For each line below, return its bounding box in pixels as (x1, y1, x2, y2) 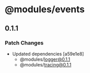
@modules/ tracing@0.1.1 (19, 61, 72, 67)
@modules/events (5, 4, 85, 15)
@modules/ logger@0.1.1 (19, 56, 71, 62)
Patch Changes (5, 39, 44, 46)
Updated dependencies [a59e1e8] (12, 51, 84, 57)
